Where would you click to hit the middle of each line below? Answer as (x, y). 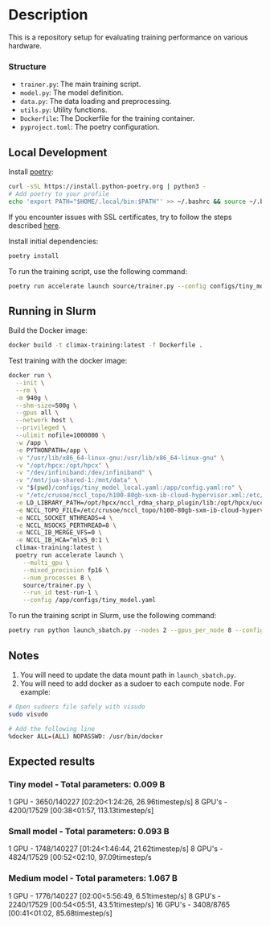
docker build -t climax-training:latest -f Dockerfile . (106, 345)
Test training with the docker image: (68, 361)
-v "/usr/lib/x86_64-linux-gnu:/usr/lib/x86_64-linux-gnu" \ (120, 458)
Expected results (51, 761)
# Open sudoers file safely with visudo (77, 707)
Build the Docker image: (48, 330)
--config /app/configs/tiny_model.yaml (90, 600)
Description (48, 15)
